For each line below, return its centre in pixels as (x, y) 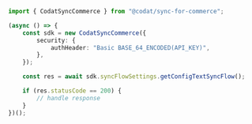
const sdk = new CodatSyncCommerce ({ (85, 33)
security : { (56, 40)
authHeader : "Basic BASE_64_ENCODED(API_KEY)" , (130, 47)
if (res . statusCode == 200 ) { (72, 91)
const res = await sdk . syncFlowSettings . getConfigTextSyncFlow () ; (134, 77)
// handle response (69, 98)
